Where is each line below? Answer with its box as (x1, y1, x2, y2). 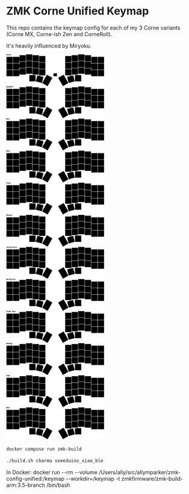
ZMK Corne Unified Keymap (6, 4, 149, 18)
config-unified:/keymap (6, 475, 65, 482)
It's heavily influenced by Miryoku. (6, 42, 92, 49)
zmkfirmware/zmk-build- (121, 475, 184, 482)
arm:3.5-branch (6, 481, 45, 489)
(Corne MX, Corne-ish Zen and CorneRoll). (6, 30, 113, 37)
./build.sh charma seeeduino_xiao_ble (6, 457, 104, 464)
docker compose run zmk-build (6, 446, 82, 452)
